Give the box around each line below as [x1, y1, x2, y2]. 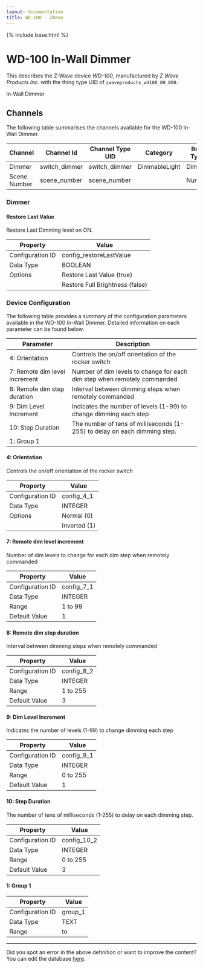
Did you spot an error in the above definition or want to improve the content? [6, 948, 197, 956]
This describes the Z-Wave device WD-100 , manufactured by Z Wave [6, 72, 179, 79]
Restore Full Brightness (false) [62, 281, 148, 289]
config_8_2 [62, 667, 94, 675]
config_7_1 [62, 583, 94, 591]
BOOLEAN [62, 261, 91, 269]
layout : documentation [6, 8, 63, 15]
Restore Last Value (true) [62, 270, 133, 279]
